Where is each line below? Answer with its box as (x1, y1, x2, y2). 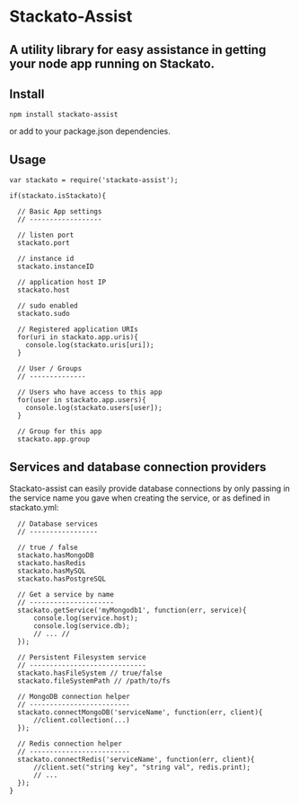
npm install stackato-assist (9, 110, 119, 119)
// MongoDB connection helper (17, 693, 130, 702)
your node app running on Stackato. (9, 56, 215, 71)
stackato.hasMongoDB (17, 551, 94, 560)
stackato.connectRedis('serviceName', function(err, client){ (17, 756, 255, 765)
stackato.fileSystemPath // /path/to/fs (17, 677, 171, 686)
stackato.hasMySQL (17, 567, 87, 576)
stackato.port (17, 239, 70, 248)
